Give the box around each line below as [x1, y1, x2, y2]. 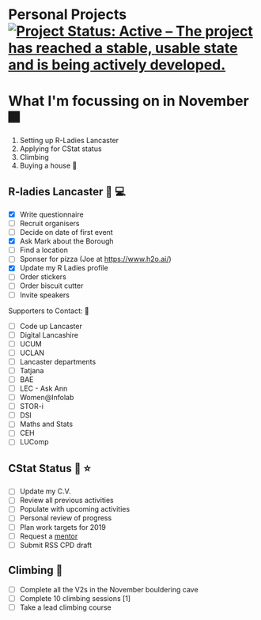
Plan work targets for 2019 [19, 522, 107, 531]
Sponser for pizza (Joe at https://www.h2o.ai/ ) [19, 255, 172, 264]
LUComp [19, 437, 49, 447]
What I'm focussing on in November [8, 93, 249, 110]
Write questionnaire [19, 210, 85, 219]
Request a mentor [19, 531, 78, 541]
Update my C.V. [19, 486, 71, 496]
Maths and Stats [19, 419, 74, 429]
